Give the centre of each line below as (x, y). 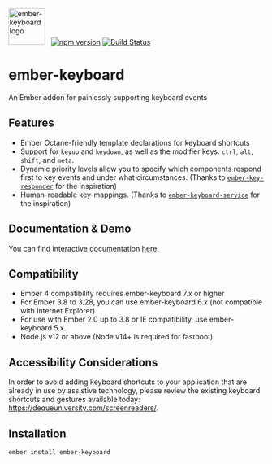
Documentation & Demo (70, 229)
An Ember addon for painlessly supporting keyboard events (108, 97)
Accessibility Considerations (83, 362)
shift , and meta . (47, 160)
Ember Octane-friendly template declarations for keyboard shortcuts (135, 142)
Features (31, 123)
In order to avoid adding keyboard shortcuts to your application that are (128, 382)
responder (37, 186)
